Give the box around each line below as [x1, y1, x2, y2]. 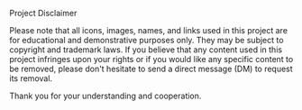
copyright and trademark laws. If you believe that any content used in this [9, 44, 282, 55]
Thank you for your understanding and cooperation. [9, 90, 202, 101]
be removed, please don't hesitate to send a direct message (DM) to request [9, 63, 293, 74]
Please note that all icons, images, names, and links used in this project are [9, 25, 288, 35]
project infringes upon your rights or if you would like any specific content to [9, 54, 294, 64]
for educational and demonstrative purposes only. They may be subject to [9, 35, 284, 45]
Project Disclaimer [9, 8, 78, 18]
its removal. [9, 73, 52, 84]
